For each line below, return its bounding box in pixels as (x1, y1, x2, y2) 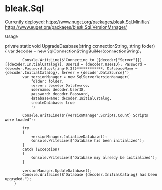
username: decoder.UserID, (31, 87, 86, 92)
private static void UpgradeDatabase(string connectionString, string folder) (5, 43, 155, 49)
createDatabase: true (31, 100, 75, 105)
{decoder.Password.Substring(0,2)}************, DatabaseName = (5, 66, 138, 71)
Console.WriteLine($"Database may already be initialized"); (31, 155, 158, 160)
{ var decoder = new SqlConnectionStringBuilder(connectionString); (5, 48, 142, 54)
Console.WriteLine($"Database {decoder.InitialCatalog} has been (22, 172, 158, 177)
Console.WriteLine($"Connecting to (22, 57, 95, 62)
